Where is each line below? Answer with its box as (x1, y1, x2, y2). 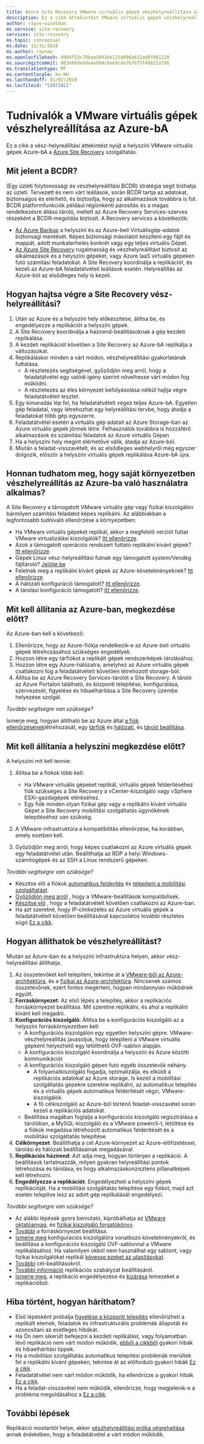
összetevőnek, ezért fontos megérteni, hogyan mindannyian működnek (15, 984, 193, 991)
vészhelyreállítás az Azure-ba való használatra (6, 477, 188, 488)
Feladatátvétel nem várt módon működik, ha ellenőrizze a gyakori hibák (15, 1371, 194, 1378)
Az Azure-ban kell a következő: (6, 630, 84, 637)
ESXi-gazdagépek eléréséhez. (24, 794, 100, 801)
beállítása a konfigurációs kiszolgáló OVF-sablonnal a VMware (15, 1240, 172, 1247)
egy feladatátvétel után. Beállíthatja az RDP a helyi (15, 850, 141, 857)
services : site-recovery (6, 32, 69, 38)
